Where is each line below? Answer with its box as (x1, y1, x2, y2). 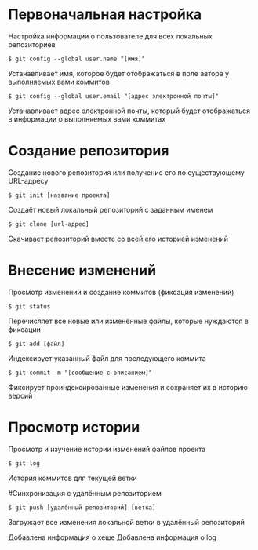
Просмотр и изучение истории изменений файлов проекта (8, 444, 206, 453)
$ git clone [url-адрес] (8, 220, 89, 228)
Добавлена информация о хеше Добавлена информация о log (8, 532, 217, 542)
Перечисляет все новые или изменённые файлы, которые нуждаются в (8, 316, 249, 326)
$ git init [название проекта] (8, 191, 111, 199)
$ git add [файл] (8, 340, 65, 348)
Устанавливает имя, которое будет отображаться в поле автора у (8, 68, 230, 78)
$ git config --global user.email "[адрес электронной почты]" (8, 92, 220, 100)
